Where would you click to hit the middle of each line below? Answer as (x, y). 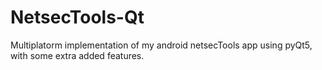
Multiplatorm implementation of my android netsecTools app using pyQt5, (161, 45)
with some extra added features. (77, 55)
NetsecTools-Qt (77, 17)
